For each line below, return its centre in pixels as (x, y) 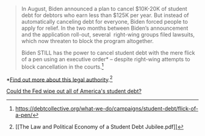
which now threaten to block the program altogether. (87, 41)
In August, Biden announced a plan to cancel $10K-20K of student (104, 9)
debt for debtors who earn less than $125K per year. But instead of (105, 15)
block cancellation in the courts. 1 (62, 66)
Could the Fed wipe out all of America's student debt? (74, 91)
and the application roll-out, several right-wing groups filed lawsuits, (108, 35)
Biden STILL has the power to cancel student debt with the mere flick (108, 53)
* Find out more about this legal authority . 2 (59, 79)
